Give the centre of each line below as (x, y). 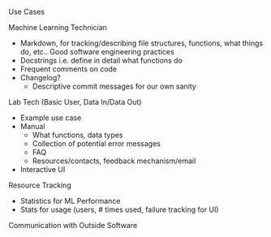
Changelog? (40, 78)
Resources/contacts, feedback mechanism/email (114, 161)
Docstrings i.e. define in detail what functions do (101, 60)
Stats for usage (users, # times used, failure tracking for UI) (119, 209)
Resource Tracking (40, 185)
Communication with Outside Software (73, 225)
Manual (33, 126)
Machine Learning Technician (58, 27)
